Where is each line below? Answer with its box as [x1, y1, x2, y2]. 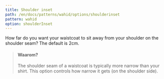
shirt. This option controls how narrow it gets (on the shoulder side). [17, 68, 158, 74]
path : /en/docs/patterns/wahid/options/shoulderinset [5, 12, 120, 17]
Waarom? [17, 51, 39, 57]
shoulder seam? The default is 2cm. [5, 40, 79, 46]
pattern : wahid [5, 16, 37, 21]
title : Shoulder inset [5, 7, 53, 12]
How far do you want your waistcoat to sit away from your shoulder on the [5, 35, 159, 41]
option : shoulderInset [5, 21, 53, 26]
